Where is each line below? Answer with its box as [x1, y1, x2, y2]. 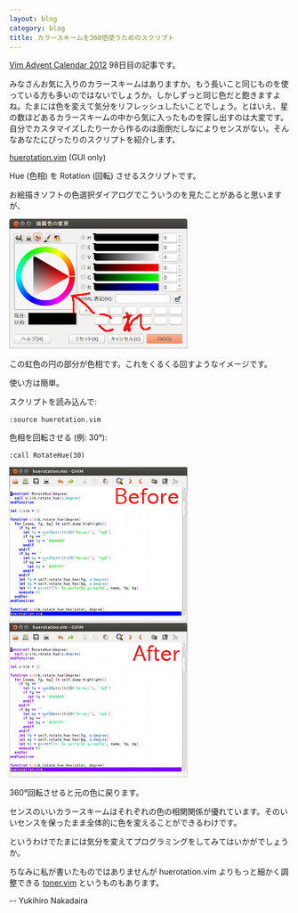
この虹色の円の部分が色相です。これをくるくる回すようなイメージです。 [9, 359, 273, 370]
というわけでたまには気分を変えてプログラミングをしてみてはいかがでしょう [9, 836, 289, 847]
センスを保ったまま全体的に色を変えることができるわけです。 [16, 818, 242, 828]
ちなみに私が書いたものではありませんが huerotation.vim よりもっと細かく [9, 867, 282, 877]
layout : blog [9, 14, 58, 23]
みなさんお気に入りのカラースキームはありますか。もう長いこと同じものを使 [9, 78, 289, 89]
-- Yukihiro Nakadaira [9, 895, 89, 906]
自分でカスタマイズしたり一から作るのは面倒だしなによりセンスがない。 [9, 123, 274, 134]
